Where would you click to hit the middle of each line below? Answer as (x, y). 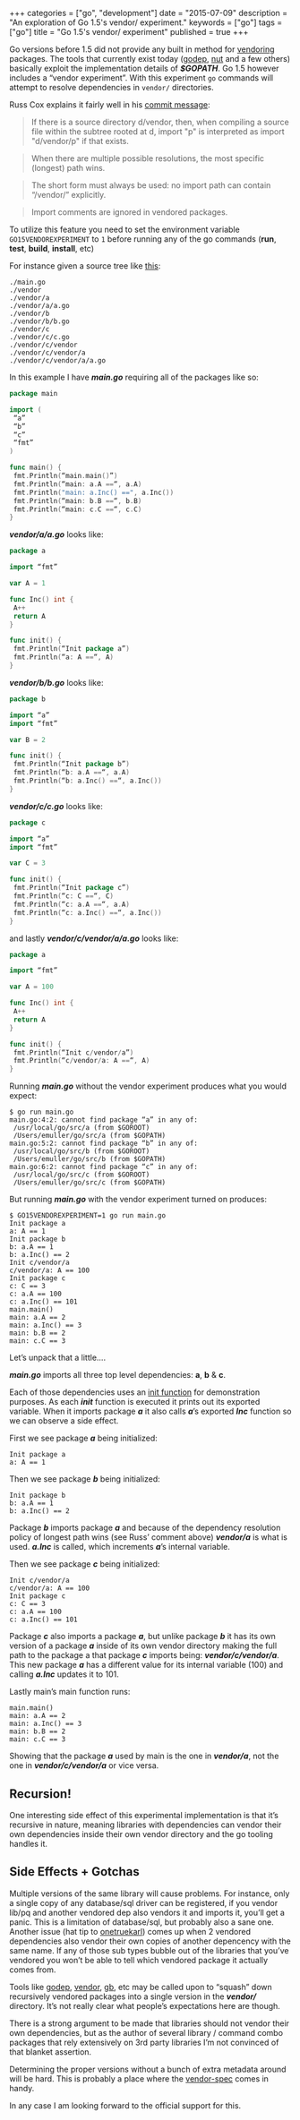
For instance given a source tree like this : (85, 266)
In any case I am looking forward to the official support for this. (125, 2105)
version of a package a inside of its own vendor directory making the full (143, 1646)
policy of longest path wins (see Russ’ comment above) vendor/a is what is (149, 1537)
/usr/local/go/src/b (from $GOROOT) (81, 1151)
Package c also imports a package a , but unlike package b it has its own (142, 1637)
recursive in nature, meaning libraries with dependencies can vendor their (146, 1825)
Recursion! (40, 1794)
